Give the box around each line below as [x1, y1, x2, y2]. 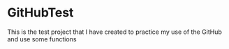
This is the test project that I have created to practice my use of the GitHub [7, 28, 222, 36]
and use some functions [7, 35, 77, 43]
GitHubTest [7, 5, 74, 21]
